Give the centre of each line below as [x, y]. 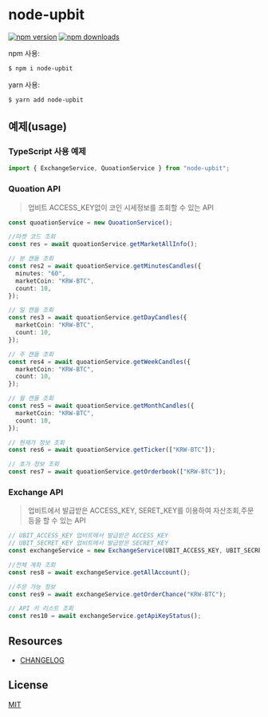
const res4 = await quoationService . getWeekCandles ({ [100, 362]
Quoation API [35, 189]
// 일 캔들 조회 [31, 310]
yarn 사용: [24, 85]
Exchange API [36, 492]
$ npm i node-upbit [41, 68]
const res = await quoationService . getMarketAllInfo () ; [103, 244]
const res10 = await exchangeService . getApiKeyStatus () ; [105, 616]
